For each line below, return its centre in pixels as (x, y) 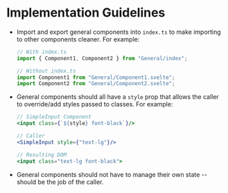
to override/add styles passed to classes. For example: (95, 104)
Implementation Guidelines (86, 13)
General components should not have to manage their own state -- (112, 174)
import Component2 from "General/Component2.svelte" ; (96, 84)
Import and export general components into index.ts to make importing (119, 32)
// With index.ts (42, 52)
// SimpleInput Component (54, 117)
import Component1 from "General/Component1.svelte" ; (96, 77)
